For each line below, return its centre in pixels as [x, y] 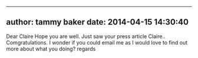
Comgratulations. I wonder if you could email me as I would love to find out [97, 42]
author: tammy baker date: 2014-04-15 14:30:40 [97, 22]
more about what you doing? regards [51, 49]
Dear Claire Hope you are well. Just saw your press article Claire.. [86, 36]
